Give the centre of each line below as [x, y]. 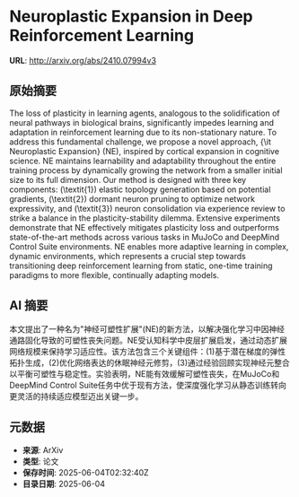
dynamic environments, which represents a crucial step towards [128, 256]
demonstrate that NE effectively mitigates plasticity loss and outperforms [145, 227]
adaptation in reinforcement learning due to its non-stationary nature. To [143, 132]
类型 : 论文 [40, 462]
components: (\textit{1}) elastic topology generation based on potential [140, 189]
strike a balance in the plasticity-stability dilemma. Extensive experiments [145, 218]
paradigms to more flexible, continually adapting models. [114, 275]
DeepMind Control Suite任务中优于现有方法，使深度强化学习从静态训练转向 [148, 385]
